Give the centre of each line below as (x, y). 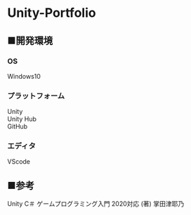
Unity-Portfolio (52, 13)
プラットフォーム (36, 96)
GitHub (18, 126)
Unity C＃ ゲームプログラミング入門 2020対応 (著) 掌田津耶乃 (96, 204)
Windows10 (24, 76)
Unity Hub (22, 119)
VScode (19, 162)
